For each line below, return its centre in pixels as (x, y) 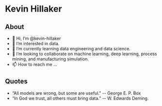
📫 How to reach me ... (34, 64)
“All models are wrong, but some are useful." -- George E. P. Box (76, 93)
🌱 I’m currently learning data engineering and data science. (71, 49)
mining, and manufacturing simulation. (50, 59)
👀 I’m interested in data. (36, 44)
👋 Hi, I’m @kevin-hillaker (36, 38)
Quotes (16, 82)
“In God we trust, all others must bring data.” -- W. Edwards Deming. (80, 98)
